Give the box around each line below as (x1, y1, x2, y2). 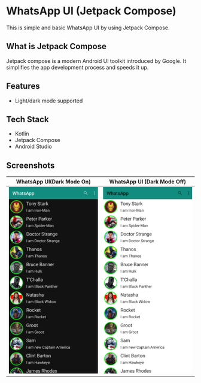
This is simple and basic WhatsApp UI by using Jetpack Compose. (6, 24, 170, 31)
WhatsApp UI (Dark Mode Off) (109, 178, 187, 185)
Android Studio (14, 143, 52, 150)
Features (6, 81, 40, 91)
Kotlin (14, 130, 29, 137)
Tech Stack (6, 114, 49, 124)
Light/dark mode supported (14, 97, 83, 104)
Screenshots (6, 160, 55, 170)
